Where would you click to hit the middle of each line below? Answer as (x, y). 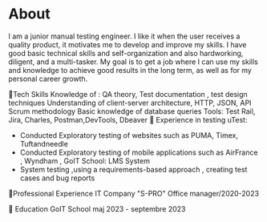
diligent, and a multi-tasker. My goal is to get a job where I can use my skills (133, 62)
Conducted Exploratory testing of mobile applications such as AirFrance (139, 152)
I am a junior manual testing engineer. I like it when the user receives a (124, 36)
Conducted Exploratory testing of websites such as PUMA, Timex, (129, 135)
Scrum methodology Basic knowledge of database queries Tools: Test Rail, (132, 111)
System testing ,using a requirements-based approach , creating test (133, 169)
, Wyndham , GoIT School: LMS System (85, 160)
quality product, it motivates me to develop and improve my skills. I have (127, 44)
